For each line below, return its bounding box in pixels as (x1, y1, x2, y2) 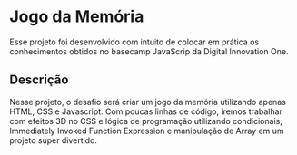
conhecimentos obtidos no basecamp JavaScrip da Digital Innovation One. (9, 45, 289, 56)
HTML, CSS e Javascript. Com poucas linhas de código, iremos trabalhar (9, 106, 283, 117)
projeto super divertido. (9, 134, 98, 146)
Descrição (9, 73, 69, 88)
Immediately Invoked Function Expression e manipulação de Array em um (9, 125, 284, 136)
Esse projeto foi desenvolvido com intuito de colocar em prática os (9, 36, 260, 47)
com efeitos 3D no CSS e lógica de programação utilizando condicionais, (9, 115, 283, 126)
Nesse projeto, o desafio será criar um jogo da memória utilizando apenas (9, 96, 286, 107)
